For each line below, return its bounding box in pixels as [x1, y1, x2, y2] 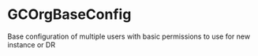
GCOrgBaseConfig [7, 6, 132, 24]
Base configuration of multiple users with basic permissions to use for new [7, 32, 250, 41]
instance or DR [7, 39, 56, 49]
